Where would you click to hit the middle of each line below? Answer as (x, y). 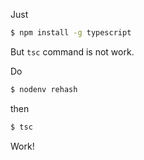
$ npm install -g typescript (71, 33)
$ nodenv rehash (44, 89)
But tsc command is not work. (72, 51)
